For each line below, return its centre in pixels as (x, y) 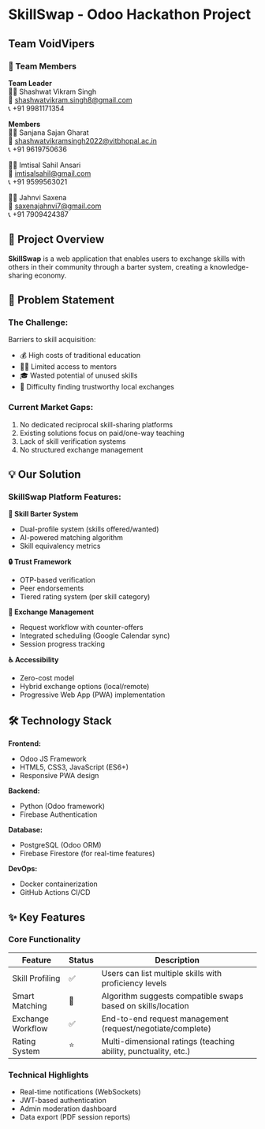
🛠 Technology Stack (60, 720)
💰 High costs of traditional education (80, 356)
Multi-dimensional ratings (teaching (168, 1041)
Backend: (24, 791)
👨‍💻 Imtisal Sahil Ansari (45, 165)
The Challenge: (38, 322)
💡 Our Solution (45, 475)
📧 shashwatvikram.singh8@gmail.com (70, 99)
